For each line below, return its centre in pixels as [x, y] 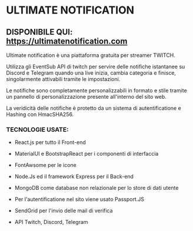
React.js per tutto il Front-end [50, 142]
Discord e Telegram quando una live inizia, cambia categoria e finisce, [91, 73]
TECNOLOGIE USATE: [37, 129]
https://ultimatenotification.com [67, 41]
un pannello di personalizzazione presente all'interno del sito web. [86, 97]
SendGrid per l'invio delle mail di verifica [64, 211]
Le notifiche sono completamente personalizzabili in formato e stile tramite [96, 91]
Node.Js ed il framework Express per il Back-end [74, 176]
